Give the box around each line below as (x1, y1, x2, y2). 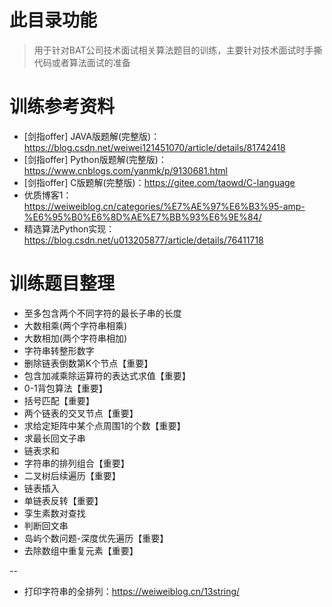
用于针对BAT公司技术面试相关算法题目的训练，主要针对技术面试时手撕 (33, 44, 323, 56)
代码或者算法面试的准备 (33, 56, 131, 68)
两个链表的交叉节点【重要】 (23, 407, 139, 419)
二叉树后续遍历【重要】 (23, 469, 121, 481)
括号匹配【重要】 (23, 394, 95, 406)
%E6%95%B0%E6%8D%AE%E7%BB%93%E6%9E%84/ (23, 211, 262, 223)
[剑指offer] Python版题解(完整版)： (23, 153, 167, 165)
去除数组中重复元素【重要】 (23, 544, 139, 556)
